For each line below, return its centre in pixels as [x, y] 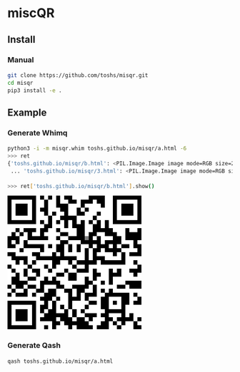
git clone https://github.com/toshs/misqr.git [78, 75]
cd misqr [20, 83]
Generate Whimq [37, 133]
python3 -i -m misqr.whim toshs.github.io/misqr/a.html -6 [97, 149]
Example [27, 112]
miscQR [31, 13]
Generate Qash [34, 346]
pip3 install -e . [35, 91]
